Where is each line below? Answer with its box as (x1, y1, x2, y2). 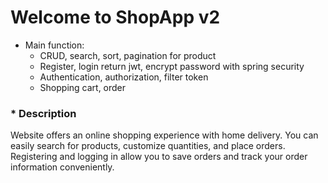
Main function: (24, 39, 85, 51)
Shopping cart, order (39, 81, 127, 93)
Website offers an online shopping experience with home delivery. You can (10, 129, 319, 141)
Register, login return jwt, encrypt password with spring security (39, 60, 305, 72)
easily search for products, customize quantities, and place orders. (10, 140, 286, 152)
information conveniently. (10, 161, 115, 173)
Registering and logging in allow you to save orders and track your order (10, 151, 308, 163)
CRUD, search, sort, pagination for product (39, 49, 217, 61)
